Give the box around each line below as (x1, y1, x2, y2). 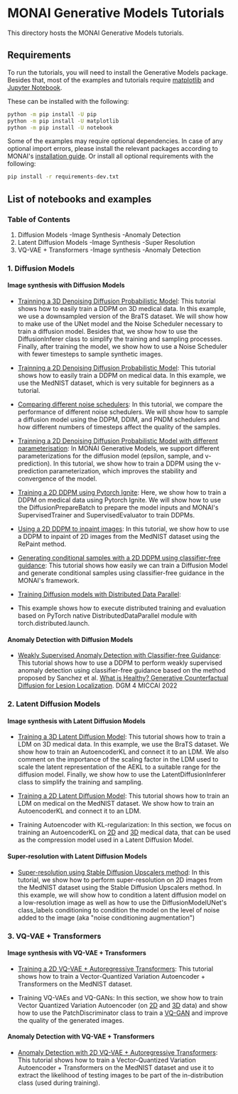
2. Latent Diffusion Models (7, 699, 101, 709)
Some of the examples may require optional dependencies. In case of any (7, 137, 223, 145)
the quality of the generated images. (17, 1016, 124, 1024)
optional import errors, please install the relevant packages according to (7, 144, 218, 153)
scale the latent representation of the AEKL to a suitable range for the (17, 763, 221, 772)
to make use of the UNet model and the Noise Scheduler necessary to (17, 320, 223, 328)
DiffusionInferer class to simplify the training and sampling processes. (17, 335, 222, 343)
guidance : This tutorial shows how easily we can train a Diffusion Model (17, 561, 228, 570)
